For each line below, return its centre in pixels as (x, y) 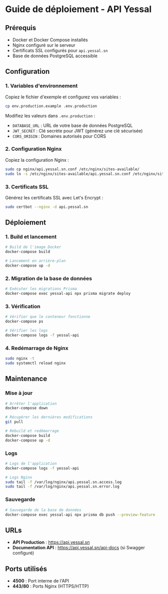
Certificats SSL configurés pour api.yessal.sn (60, 50)
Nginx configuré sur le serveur (44, 45)
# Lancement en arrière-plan (35, 261)
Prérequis (21, 28)
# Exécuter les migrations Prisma (41, 289)
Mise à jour (19, 393)
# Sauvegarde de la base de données (43, 510)
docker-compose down (27, 408)
